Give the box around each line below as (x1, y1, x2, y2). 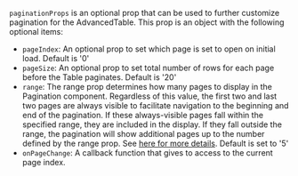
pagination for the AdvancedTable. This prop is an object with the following (9, 17, 285, 28)
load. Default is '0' (21, 53, 90, 63)
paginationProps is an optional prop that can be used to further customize (9, 8, 280, 18)
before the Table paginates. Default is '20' (21, 72, 177, 83)
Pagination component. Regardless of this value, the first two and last (21, 91, 278, 101)
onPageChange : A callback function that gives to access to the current (21, 148, 273, 158)
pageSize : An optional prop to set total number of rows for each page (21, 62, 275, 73)
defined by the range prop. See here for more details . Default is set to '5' (21, 138, 289, 148)
